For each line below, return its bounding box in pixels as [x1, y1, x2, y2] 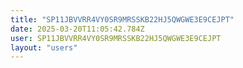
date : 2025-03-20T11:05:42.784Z [10, 24, 145, 34]
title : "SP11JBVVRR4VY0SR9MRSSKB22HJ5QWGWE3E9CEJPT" [10, 14, 235, 25]
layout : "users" [10, 42, 78, 53]
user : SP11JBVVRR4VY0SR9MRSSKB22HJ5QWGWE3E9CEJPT [10, 33, 222, 43]
